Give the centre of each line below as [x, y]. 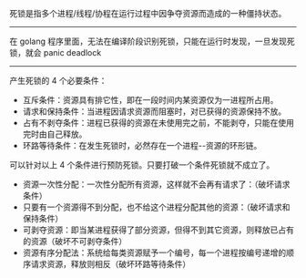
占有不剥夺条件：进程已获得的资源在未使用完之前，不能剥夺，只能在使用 [158, 123]
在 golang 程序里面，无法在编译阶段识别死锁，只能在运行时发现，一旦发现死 [152, 41]
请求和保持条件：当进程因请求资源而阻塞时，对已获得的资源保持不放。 [154, 111]
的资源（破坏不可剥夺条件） [75, 241]
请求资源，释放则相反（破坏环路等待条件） [111, 264]
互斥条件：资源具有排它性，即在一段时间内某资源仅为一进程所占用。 [150, 100]
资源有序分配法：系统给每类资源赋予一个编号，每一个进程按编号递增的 [154, 252]
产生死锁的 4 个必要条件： [58, 81]
